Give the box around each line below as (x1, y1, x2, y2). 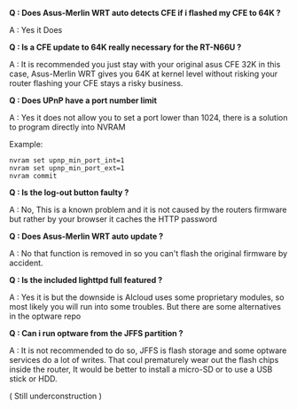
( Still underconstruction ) (9, 390, 102, 401)
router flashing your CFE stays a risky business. (9, 78, 184, 88)
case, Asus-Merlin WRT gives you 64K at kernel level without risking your (9, 68, 278, 79)
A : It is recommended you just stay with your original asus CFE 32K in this (9, 59, 281, 69)
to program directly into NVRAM (9, 122, 126, 132)
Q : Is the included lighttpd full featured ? (9, 275, 163, 285)
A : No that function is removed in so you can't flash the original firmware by (9, 248, 288, 258)
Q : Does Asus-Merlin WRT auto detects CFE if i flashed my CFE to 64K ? (9, 8, 281, 18)
